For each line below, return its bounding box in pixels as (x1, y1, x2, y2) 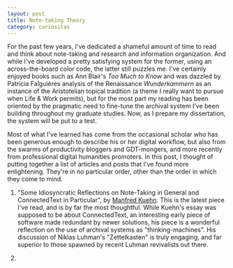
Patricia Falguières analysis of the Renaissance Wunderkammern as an (7, 80, 211, 88)
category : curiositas (7, 23, 70, 30)
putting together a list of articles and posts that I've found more (7, 160, 189, 169)
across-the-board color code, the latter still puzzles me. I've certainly (7, 64, 207, 73)
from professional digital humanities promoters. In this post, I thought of (7, 153, 213, 161)
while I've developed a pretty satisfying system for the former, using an (7, 57, 212, 66)
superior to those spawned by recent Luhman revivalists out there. (17, 241, 209, 249)
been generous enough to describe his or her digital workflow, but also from (7, 138, 226, 146)
